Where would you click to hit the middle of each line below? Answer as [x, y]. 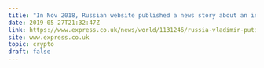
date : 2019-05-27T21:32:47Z [54, 23]
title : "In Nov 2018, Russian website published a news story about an [128, 15]
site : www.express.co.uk [49, 37]
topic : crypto [31, 45]
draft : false [29, 52]
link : [17, 30]
